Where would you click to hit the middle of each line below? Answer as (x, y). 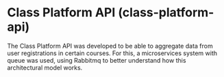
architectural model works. (45, 67)
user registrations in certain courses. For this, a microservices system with (112, 53)
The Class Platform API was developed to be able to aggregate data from (110, 46)
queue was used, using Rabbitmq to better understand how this (97, 60)
